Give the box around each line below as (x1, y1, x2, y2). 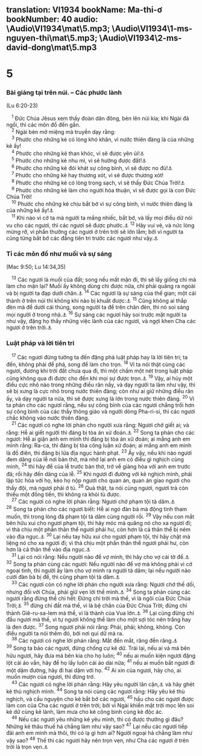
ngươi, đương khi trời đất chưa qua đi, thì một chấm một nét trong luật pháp (6, 367, 193, 374)
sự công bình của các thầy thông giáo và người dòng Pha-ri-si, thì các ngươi (6, 408, 195, 415)
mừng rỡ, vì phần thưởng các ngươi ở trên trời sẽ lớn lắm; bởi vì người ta (6, 228, 184, 235)
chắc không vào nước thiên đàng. (6, 414, 89, 421)
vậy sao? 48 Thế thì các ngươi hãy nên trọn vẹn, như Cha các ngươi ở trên (6, 736, 189, 744)
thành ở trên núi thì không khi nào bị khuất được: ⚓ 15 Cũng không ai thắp (6, 296, 188, 304)
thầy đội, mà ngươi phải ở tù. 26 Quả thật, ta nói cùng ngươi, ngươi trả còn (6, 483, 189, 491)
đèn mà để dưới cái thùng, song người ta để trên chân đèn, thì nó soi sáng (6, 304, 190, 311)
